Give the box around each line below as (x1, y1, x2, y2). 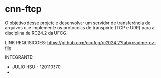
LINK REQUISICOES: (5, 39, 46, 45)
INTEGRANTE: (5, 54, 34, 60)
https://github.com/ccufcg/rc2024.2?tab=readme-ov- (47, 39, 156, 45)
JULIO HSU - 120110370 (12, 64, 61, 70)
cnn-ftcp (5, 3, 42, 15)
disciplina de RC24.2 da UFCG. (5, 30, 68, 36)
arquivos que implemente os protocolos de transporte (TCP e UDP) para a (5, 25, 155, 30)
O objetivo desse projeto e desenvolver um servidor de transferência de (5, 20, 151, 26)
